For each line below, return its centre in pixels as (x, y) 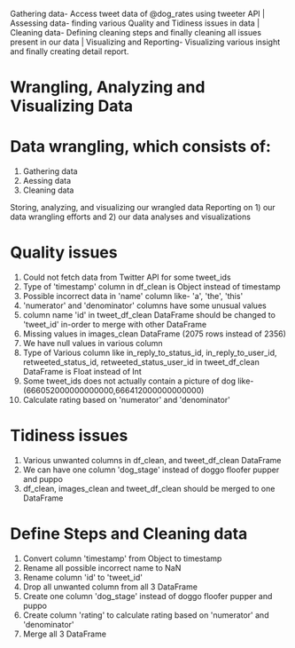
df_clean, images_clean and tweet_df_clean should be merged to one (149, 489)
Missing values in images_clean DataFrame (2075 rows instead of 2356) (154, 334)
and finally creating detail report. (70, 51)
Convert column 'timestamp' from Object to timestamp (122, 558)
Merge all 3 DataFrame (65, 634)
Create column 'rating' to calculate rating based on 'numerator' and (146, 615)
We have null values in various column (93, 344)
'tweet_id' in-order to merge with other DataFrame (115, 325)
